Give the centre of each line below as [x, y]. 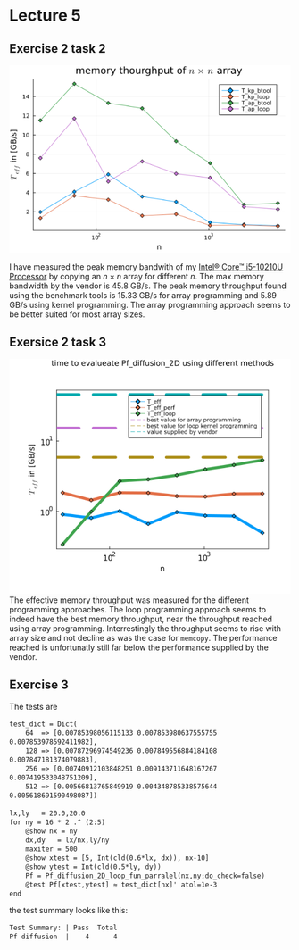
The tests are [33, 706]
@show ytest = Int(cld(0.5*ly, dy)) [94, 867]
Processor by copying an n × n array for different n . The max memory [137, 276]
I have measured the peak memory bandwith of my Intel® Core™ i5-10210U [146, 267]
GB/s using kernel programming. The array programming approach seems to [150, 305]
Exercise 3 [39, 685]
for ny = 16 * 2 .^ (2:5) [57, 822]
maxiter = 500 [51, 849]
